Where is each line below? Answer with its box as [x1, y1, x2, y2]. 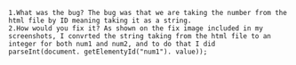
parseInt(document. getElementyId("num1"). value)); [8, 47, 208, 56]
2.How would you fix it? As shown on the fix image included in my [8, 24, 264, 33]
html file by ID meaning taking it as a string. [8, 16, 192, 25]
